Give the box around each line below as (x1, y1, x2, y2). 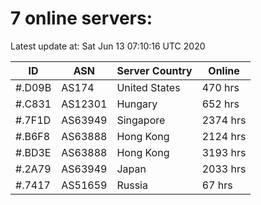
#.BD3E (15, 145, 52, 159)
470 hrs (201, 80, 240, 94)
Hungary (116, 97, 158, 111)
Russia (116, 178, 148, 192)
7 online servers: (10, 7, 153, 30)
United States (116, 80, 181, 94)
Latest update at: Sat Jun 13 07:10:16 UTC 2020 (10, 40, 206, 52)
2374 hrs (201, 113, 247, 127)
